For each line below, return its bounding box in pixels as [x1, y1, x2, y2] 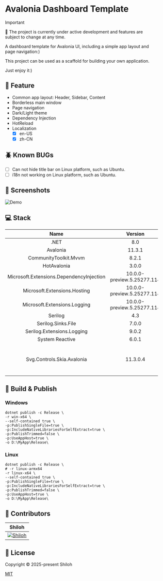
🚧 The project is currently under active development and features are [5, 29, 143, 34]
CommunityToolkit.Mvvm [28, 255, 85, 261]
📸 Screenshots [5, 186, 50, 195]
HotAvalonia [43, 262, 70, 269]
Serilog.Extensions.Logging [25, 328, 88, 335]
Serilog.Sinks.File [36, 320, 76, 327]
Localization [12, 125, 37, 131]
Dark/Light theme [12, 110, 48, 116]
